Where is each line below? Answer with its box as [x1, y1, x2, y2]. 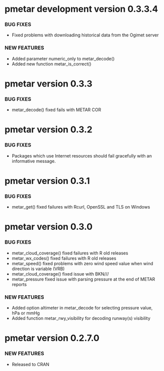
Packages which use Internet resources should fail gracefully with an [11, 153, 152, 158]
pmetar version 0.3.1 [4, 175, 90, 186]
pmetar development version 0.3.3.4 [4, 3, 158, 15]
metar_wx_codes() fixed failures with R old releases [11, 255, 117, 261]
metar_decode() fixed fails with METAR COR [11, 107, 101, 113]
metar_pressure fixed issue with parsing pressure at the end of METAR [11, 276, 156, 282]
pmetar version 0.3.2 [4, 124, 93, 135]
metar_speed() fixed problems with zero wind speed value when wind [11, 260, 154, 266]
